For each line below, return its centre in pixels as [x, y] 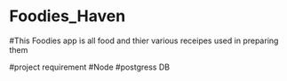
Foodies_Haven [68, 16]
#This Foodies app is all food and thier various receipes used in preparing [144, 40]
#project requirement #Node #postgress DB [90, 67]
